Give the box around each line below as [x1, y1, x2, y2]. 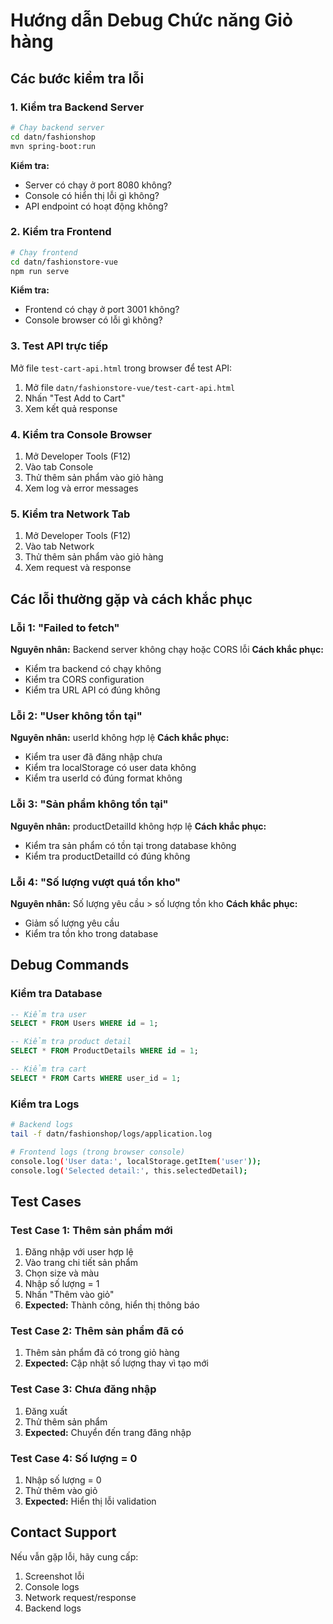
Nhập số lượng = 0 [24, 1474, 102, 1486]
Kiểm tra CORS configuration [24, 674, 145, 685]
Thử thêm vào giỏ [24, 1485, 98, 1497]
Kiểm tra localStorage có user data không [24, 762, 197, 774]
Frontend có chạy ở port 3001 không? [24, 304, 180, 316]
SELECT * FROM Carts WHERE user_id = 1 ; [10, 1073, 182, 1083]
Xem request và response [24, 562, 132, 574]
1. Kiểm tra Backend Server [10, 100, 145, 114]
